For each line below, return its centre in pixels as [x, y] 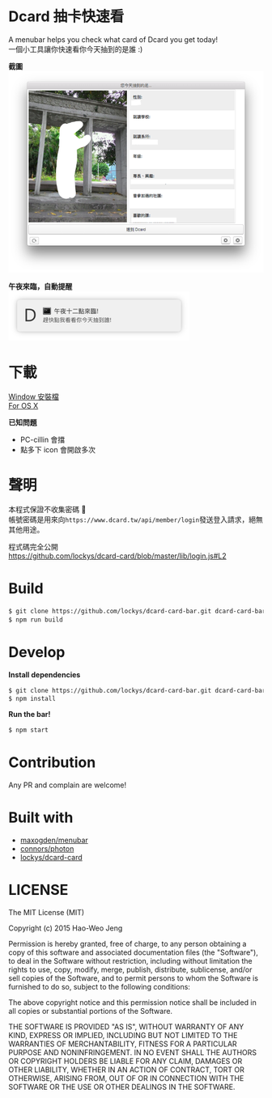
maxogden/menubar [54, 840]
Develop [37, 652]
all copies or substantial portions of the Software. [90, 1011]
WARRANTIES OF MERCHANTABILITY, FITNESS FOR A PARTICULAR [123, 1044]
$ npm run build [36, 620]
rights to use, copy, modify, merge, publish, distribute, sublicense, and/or [130, 970]
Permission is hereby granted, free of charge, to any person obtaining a [127, 944]
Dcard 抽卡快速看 [66, 17]
